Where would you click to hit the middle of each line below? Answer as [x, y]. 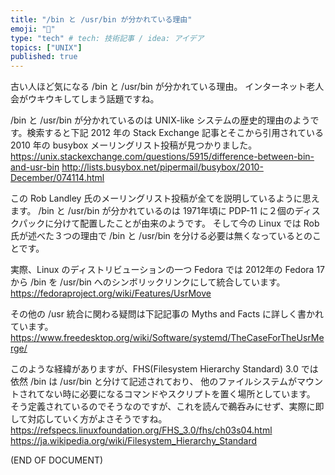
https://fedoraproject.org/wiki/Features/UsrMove [111, 293]
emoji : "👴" [33, 29]
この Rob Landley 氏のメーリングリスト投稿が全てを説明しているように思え [165, 198]
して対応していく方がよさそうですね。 [89, 419]
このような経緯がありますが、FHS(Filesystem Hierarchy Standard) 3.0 [154, 369]
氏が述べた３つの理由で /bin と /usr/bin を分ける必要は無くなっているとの [161, 236]
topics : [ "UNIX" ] [46, 47]
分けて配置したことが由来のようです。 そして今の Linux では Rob [186, 223]
